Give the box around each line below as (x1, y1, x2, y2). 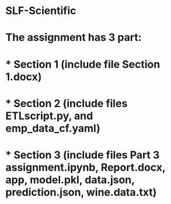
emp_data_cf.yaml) (5, 122, 100, 135)
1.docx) (5, 70, 42, 83)
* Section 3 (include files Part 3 (5, 148, 160, 161)
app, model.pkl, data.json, (5, 173, 135, 186)
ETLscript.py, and (5, 109, 93, 122)
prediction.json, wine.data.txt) (5, 185, 157, 199)
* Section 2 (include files (5, 96, 128, 110)
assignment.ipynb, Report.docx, (5, 161, 166, 174)
